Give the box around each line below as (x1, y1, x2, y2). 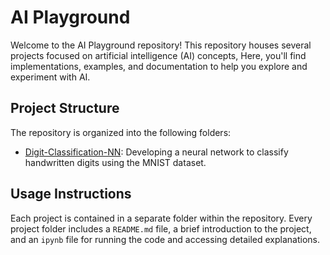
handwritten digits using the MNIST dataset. (24, 156, 207, 168)
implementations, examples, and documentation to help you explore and (10, 60, 308, 72)
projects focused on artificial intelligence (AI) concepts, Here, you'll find (10, 49, 307, 61)
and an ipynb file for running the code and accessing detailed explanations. (10, 233, 321, 245)
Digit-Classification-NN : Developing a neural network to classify (24, 146, 289, 158)
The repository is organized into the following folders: (10, 126, 232, 138)
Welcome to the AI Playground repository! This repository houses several (10, 39, 312, 51)
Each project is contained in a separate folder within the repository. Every (10, 212, 313, 224)
